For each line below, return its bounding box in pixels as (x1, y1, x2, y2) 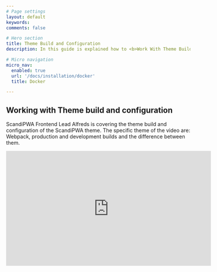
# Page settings (6, 8, 46, 15)
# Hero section (6, 36, 43, 41)
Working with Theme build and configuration (6, 105, 173, 115)
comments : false (6, 25, 46, 31)
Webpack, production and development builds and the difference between (6, 133, 185, 140)
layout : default (6, 14, 46, 20)
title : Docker (11, 78, 46, 85)
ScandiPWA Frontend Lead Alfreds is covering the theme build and (6, 121, 167, 128)
